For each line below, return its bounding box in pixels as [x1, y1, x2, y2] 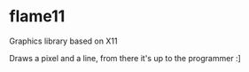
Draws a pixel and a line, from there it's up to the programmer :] [9, 52, 241, 63]
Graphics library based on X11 [9, 36, 118, 46]
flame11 [9, 6, 66, 27]
